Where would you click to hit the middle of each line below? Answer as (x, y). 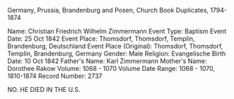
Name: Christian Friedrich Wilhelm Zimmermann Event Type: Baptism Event (117, 31)
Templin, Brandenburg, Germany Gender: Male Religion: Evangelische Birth (117, 53)
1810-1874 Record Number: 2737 (55, 76)
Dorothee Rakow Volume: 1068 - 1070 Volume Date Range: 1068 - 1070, (111, 68)
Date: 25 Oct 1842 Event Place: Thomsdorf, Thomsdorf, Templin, (101, 39)
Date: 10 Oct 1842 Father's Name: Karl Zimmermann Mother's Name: (107, 61)
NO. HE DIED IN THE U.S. (44, 90)
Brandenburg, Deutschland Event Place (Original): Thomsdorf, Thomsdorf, (115, 46)
